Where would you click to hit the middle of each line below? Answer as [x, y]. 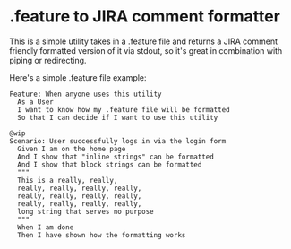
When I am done [46, 227]
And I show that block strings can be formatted [110, 164]
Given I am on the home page [72, 149]
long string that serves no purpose [86, 211]
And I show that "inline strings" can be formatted [116, 157]
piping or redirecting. [48, 60]
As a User [35, 102]
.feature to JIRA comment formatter [145, 17]
